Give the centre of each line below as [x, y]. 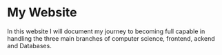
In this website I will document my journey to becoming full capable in [106, 31]
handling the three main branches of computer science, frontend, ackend [111, 38]
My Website [42, 13]
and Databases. [29, 45]
